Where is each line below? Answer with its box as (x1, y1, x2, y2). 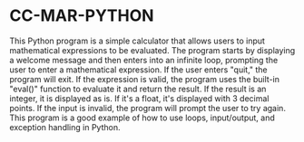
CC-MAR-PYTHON (9, 5, 154, 26)
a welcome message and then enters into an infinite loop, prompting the (9, 54, 279, 65)
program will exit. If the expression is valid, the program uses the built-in (9, 73, 279, 84)
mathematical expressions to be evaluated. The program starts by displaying (9, 44, 296, 55)
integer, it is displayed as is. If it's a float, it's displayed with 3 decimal (9, 92, 270, 104)
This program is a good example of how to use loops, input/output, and (9, 112, 275, 123)
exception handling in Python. (9, 121, 121, 132)
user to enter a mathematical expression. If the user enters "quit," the (9, 64, 268, 75)
